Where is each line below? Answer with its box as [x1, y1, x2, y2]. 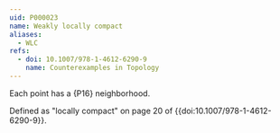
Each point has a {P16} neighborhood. [9, 87, 151, 99]
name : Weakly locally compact [9, 22, 124, 31]
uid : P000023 [9, 13, 59, 22]
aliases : [9, 30, 42, 39]
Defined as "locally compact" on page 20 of [9, 105, 173, 116]
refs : [9, 47, 30, 56]
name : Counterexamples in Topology [25, 64, 160, 73]
